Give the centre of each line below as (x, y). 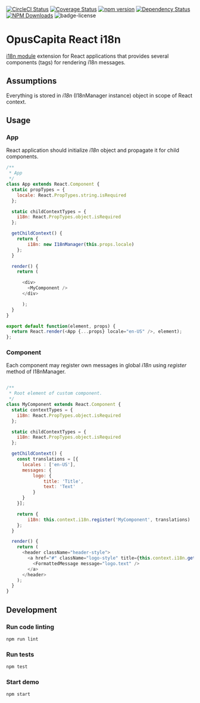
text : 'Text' (60, 487)
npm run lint (22, 639)
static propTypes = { (38, 190)
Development (32, 610)
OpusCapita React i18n (63, 40)
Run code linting (30, 627)
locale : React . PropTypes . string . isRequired (72, 195)
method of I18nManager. (36, 371)
